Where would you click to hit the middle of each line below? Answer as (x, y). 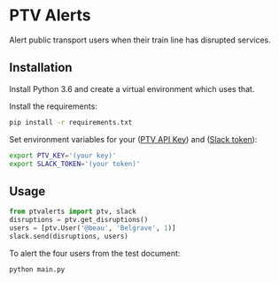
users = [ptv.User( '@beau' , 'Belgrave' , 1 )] (93, 228)
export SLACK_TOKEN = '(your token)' (75, 164)
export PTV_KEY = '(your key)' (63, 156)
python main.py (37, 269)
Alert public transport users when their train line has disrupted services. (140, 40)
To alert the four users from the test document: (95, 253)
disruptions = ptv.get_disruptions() (79, 220)
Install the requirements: (53, 106)
